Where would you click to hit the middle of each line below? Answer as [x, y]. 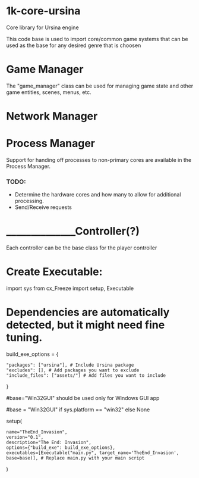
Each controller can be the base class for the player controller [82, 248]
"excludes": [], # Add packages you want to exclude [73, 370]
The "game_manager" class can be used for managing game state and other [100, 86]
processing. [29, 201]
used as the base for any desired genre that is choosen [74, 45]
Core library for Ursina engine [42, 27]
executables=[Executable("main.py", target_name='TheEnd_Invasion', [93, 453]
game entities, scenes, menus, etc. [49, 92]
